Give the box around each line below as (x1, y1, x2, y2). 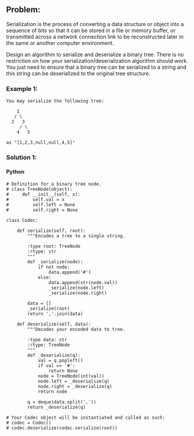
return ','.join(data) (27, 311, 83, 317)
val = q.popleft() (37, 358, 83, 364)
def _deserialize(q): (27, 352, 81, 358)
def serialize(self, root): (17, 228, 86, 234)
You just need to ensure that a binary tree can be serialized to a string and (6, 63, 186, 71)
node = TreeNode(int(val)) (37, 373, 105, 379)
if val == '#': (37, 363, 76, 369)
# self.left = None (6, 202, 76, 208)
